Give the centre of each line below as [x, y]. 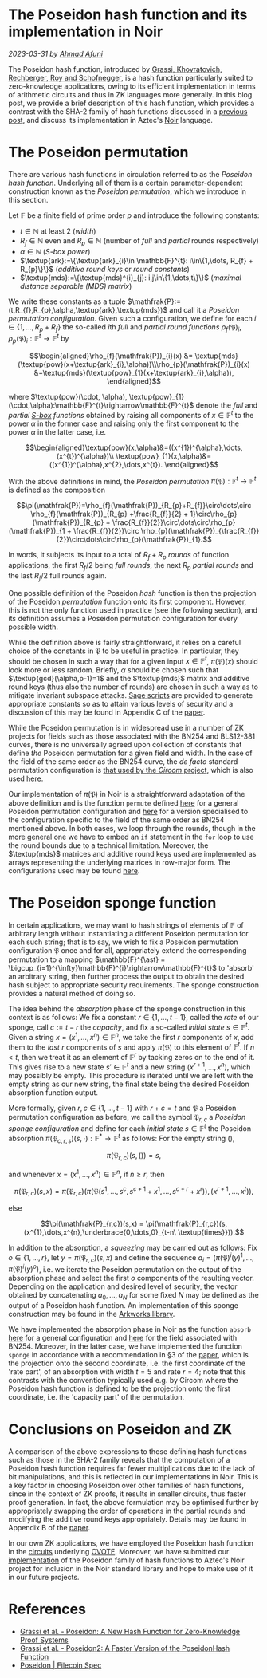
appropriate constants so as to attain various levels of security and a [121, 704]
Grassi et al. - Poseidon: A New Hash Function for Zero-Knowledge [130, 1632]
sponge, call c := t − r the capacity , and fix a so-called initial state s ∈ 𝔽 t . [129, 1026]
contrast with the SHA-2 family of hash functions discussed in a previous [128, 111]
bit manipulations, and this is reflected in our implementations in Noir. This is [133, 1477]
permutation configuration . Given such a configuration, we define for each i [132, 318]
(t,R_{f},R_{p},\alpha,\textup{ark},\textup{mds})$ [88, 309]
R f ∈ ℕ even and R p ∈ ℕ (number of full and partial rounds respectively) [139, 241]
